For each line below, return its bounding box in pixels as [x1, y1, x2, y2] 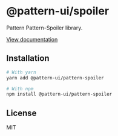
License [6, 108, 37, 118]
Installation [6, 53, 50, 64]
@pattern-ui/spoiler [6, 4, 110, 18]
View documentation [6, 36, 58, 43]
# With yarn [6, 69, 36, 75]
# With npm [6, 85, 34, 91]
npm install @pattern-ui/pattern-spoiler [6, 91, 113, 97]
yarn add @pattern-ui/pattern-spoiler [6, 75, 104, 81]
